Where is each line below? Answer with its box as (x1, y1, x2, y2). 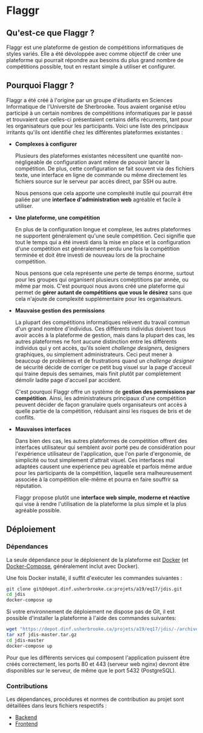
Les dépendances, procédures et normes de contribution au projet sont (6, 696, 184, 703)
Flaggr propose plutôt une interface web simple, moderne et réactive (14, 494, 190, 501)
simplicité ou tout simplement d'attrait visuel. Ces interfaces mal (14, 456, 175, 463)
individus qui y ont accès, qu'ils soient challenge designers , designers (14, 344, 190, 351)
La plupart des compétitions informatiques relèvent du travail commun (14, 318, 190, 326)
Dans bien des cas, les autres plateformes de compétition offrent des (14, 437, 188, 444)
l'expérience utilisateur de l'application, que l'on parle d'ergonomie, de (14, 450, 192, 457)
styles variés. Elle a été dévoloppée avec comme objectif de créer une (6, 50, 181, 57)
